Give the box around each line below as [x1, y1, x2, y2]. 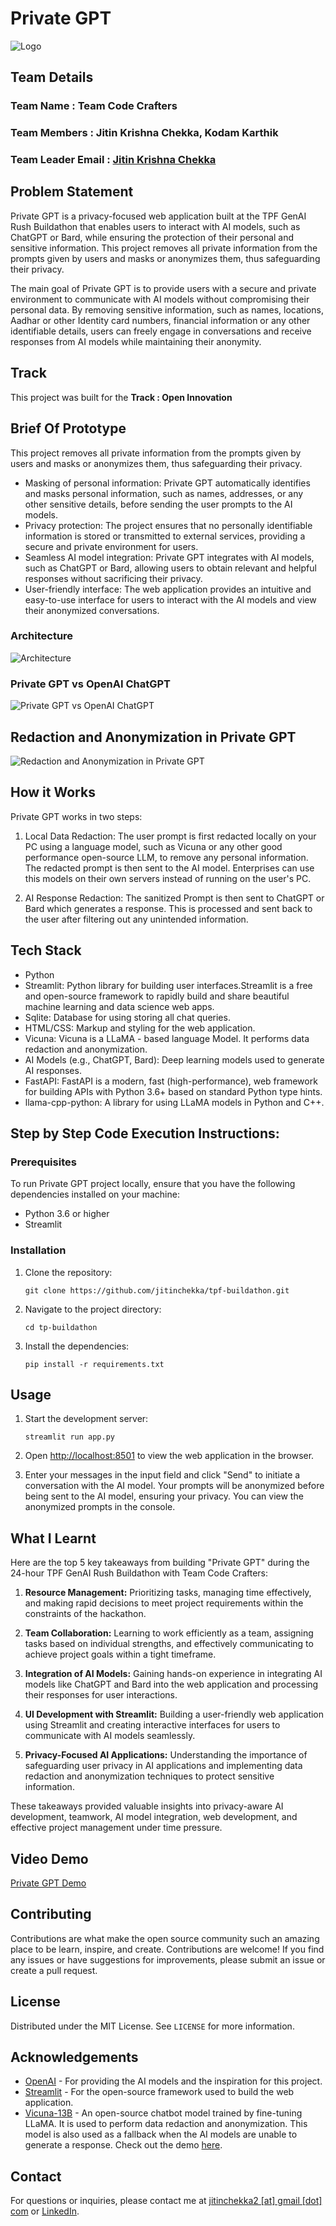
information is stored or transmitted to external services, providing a [24, 530, 306, 542]
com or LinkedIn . [10, 2205, 80, 2217]
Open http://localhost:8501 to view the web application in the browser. [24, 1450, 315, 1462]
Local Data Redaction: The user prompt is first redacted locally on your [24, 830, 317, 842]
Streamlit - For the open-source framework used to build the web [24, 2086, 295, 2098]
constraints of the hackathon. [24, 1608, 147, 1620]
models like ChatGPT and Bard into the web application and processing [24, 1678, 319, 1691]
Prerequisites [10, 1155, 77, 1169]
